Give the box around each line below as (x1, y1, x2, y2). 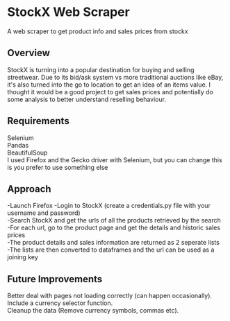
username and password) (7, 209, 81, 217)
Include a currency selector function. (7, 299, 113, 307)
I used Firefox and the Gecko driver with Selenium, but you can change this (7, 155, 222, 164)
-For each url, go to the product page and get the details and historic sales (7, 223, 221, 232)
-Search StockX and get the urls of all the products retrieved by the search (7, 216, 221, 225)
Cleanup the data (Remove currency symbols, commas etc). (7, 306, 179, 315)
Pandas (7, 141, 29, 149)
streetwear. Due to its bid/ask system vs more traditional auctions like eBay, (7, 73, 224, 81)
